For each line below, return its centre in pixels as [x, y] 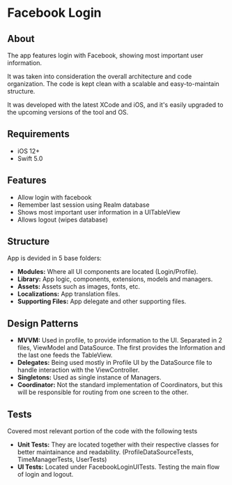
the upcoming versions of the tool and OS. [68, 112]
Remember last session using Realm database [83, 205]
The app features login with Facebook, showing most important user [105, 55]
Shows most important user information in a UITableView [99, 212]
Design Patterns [43, 323]
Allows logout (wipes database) [62, 219]
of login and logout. [45, 475]
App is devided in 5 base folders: [55, 258]
